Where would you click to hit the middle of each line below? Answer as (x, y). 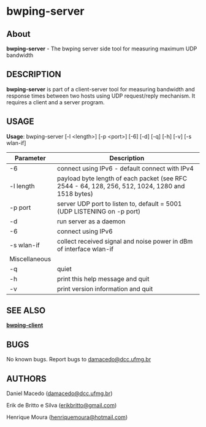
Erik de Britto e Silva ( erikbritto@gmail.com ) (62, 406)
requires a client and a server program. (55, 102)
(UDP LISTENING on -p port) (99, 211)
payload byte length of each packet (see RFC (122, 178)
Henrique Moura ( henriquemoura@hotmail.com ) (67, 417)
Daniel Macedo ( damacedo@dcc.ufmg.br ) (59, 393)
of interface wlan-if (86, 248)
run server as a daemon (91, 221)
